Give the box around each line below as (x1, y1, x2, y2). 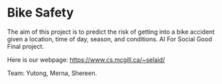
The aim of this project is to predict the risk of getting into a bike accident (7, 28, 215, 36)
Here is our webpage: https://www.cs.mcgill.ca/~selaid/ (7, 55, 166, 63)
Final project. (7, 42, 45, 50)
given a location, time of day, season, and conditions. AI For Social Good (7, 34, 212, 43)
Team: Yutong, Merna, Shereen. (7, 69, 98, 77)
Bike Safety (7, 5, 74, 21)
